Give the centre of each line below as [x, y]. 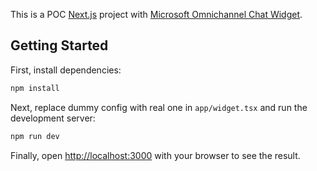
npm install [35, 88]
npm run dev [35, 136]
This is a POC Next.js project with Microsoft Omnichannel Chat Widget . [156, 14]
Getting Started [59, 45]
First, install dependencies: [66, 70]
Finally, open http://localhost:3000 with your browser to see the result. [155, 155]
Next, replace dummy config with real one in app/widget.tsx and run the [159, 107]
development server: [53, 118]
